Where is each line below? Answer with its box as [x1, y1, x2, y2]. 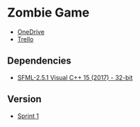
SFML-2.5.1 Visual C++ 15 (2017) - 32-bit [17, 73, 133, 81]
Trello [17, 35, 34, 43]
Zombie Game [7, 5, 90, 21]
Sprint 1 [17, 112, 40, 120]
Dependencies [7, 55, 71, 67]
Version [7, 93, 42, 105]
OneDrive [17, 28, 45, 36]
